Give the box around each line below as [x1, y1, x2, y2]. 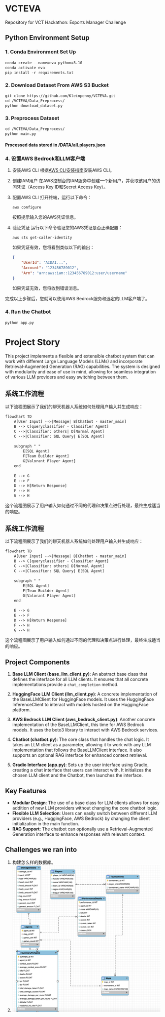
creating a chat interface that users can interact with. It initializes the [12, 767, 152, 773]
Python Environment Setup [5, 34, 90, 42]
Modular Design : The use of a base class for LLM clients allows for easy [12, 800, 160, 806]
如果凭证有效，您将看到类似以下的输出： [12, 244, 95, 250]
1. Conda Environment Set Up [5, 48, 76, 55]
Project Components [5, 658, 70, 666]
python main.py [5, 131, 36, 136]
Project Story [5, 336, 60, 348]
